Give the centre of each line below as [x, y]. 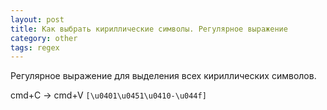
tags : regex [35, 47]
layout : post [37, 19]
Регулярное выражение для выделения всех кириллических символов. [163, 76]
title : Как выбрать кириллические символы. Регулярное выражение [149, 29]
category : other [44, 38]
